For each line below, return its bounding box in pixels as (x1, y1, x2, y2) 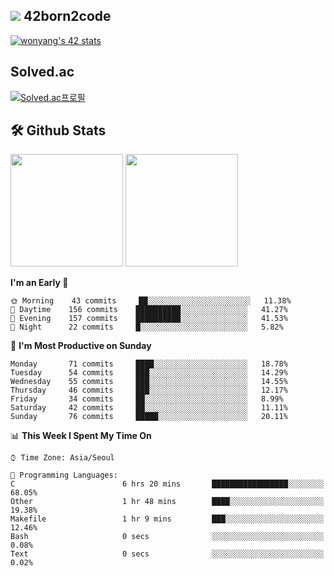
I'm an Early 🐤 (10, 277, 69, 289)
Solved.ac (10, 64, 75, 81)
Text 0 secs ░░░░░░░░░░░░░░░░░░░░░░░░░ (10, 549, 325, 559)
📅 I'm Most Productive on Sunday (10, 340, 152, 352)
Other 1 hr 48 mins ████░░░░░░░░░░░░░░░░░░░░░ (10, 497, 325, 507)
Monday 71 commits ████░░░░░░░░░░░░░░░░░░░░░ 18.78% (10, 359, 288, 369)
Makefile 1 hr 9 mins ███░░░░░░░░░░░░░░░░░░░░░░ (10, 514, 325, 524)
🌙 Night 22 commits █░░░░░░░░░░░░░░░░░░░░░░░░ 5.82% (10, 322, 284, 333)
